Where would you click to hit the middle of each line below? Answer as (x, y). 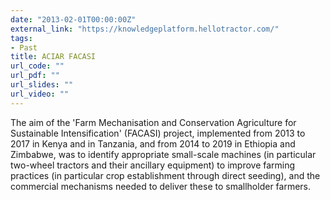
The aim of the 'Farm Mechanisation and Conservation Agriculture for (153, 122)
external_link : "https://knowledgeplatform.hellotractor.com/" (145, 29)
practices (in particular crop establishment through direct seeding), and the (165, 175)
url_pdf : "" (35, 76)
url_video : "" (40, 94)
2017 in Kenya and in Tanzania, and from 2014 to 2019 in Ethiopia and (153, 143)
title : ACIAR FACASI (53, 57)
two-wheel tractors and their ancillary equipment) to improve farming (153, 165)
